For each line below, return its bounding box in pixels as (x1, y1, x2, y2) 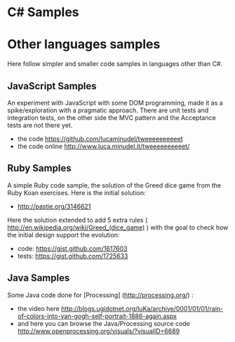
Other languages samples (7, 37, 161, 53)
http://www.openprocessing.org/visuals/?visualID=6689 (17, 327, 180, 335)
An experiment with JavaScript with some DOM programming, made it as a (7, 98, 223, 107)
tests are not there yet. (7, 121, 73, 129)
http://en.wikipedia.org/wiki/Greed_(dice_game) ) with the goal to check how (7, 223, 229, 232)
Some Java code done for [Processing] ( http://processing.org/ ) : (7, 291, 194, 299)
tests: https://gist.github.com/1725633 (17, 251, 128, 260)
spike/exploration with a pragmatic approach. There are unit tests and (7, 106, 209, 114)
